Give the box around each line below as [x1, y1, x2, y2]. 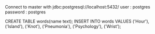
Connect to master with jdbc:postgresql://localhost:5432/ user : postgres [5, 4, 151, 10]
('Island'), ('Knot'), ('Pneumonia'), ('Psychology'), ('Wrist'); [5, 23, 121, 29]
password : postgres [5, 9, 46, 15]
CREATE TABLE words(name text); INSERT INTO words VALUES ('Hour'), [5, 19, 150, 24]
